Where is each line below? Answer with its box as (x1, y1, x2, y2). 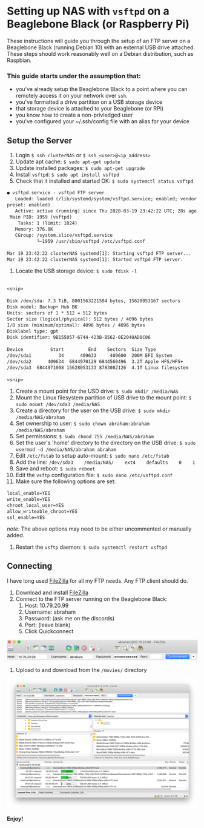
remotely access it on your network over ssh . (15, 92, 128, 100)
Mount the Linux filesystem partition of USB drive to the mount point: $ (15, 394, 192, 401)
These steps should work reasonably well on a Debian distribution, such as (7, 50, 194, 57)
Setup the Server (7, 135, 72, 146)
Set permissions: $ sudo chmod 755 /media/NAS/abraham (15, 433, 154, 440)
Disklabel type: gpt (7, 328, 59, 334)
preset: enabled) (7, 202, 51, 208)
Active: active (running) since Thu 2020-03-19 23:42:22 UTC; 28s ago (15, 208, 197, 214)
